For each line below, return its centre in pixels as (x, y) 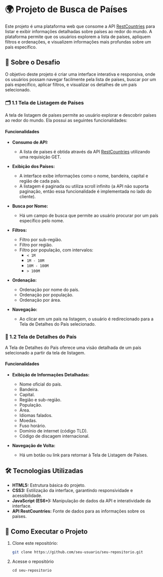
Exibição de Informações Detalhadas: (51, 374)
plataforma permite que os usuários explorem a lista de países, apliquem (78, 37)
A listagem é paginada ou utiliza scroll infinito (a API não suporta (84, 186)
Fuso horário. (33, 426)
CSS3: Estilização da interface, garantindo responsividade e (72, 490)
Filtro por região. (36, 245)
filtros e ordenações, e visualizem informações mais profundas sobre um (78, 41)
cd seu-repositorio (32, 571)
